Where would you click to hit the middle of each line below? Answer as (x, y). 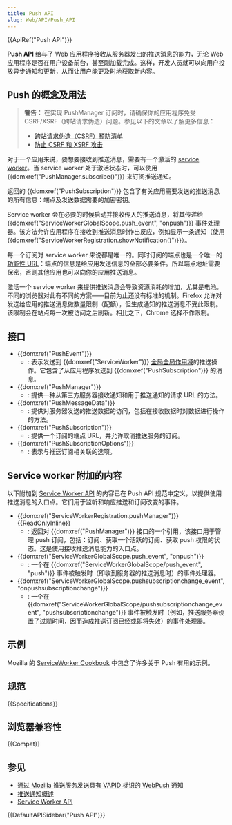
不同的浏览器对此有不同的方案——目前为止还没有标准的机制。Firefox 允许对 (115, 296)
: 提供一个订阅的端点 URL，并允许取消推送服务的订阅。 (106, 436)
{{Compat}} (23, 744)
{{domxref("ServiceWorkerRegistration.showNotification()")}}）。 (99, 240)
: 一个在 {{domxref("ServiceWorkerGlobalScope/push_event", (115, 564)
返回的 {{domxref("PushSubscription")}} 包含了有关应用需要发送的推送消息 (114, 191)
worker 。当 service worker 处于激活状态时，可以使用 (83, 168)
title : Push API (30, 13)
